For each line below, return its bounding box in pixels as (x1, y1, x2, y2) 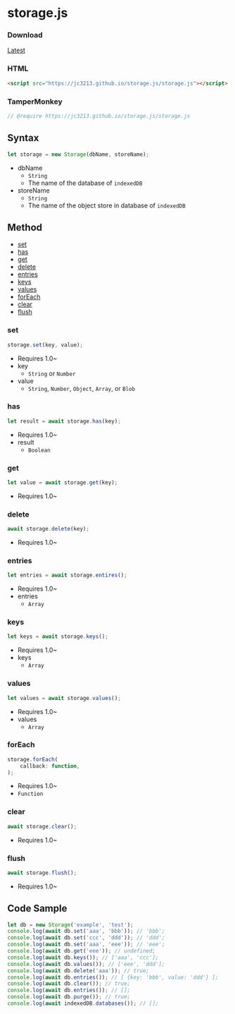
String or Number (27, 369, 76, 378)
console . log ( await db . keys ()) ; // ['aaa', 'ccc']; (7, 954, 159, 961)
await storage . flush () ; (7, 869, 77, 876)
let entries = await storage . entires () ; (7, 572, 128, 579)
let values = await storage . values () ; (7, 694, 121, 701)
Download (7, 30, 44, 40)
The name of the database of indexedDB (27, 179, 143, 187)
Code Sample (7, 903, 68, 915)
